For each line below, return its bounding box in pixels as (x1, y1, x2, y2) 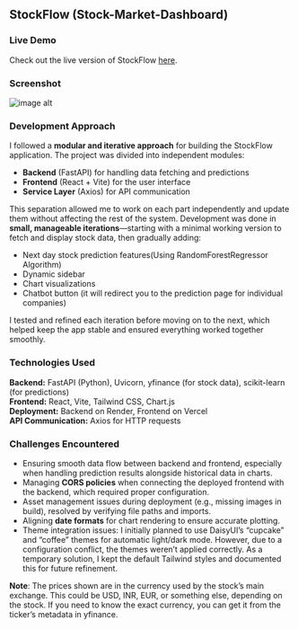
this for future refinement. (22, 563, 118, 573)
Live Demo (9, 34, 57, 47)
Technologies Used (9, 357, 96, 369)
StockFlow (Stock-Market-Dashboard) (9, 7, 229, 22)
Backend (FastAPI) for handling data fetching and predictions (22, 167, 250, 178)
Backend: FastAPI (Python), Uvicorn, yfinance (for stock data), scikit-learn (9, 377, 285, 387)
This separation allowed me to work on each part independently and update (9, 204, 290, 215)
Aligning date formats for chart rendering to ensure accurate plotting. (22, 515, 281, 526)
